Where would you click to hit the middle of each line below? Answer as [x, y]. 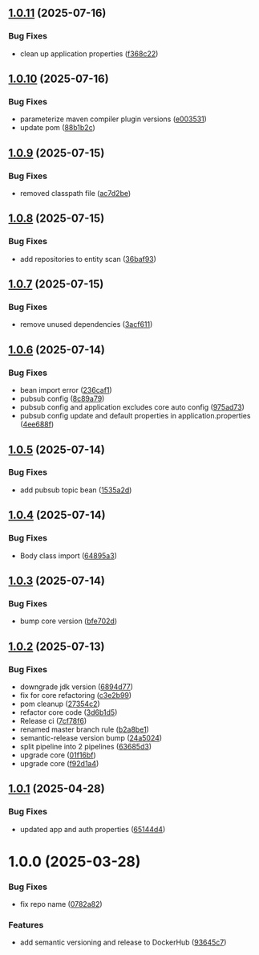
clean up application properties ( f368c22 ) [89, 53]
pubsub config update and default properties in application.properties [135, 416]
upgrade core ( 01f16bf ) [58, 755]
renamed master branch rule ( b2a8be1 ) [85, 729]
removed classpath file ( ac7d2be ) [75, 194]
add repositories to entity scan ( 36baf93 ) [88, 259]
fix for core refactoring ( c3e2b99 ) [76, 695]
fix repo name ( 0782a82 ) [61, 904]
